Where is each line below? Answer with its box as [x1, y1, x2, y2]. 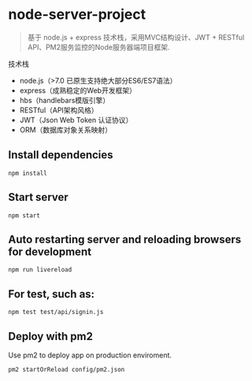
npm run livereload [8, 266, 72, 274]
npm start [8, 211, 41, 220]
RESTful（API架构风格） [19, 105, 98, 115]
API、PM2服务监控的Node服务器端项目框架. [27, 42, 170, 52]
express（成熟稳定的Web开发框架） [19, 85, 136, 95]
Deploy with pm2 [8, 329, 93, 343]
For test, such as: [8, 287, 95, 301]
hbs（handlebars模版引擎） [19, 95, 110, 105]
